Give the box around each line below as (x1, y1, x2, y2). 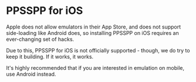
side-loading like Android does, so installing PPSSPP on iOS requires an (6, 29, 179, 36)
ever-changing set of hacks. (6, 35, 75, 42)
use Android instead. (6, 70, 56, 77)
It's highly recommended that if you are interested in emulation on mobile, (6, 64, 185, 71)
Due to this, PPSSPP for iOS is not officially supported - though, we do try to (6, 47, 190, 54)
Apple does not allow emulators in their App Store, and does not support (6, 23, 181, 30)
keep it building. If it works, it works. (6, 53, 94, 60)
